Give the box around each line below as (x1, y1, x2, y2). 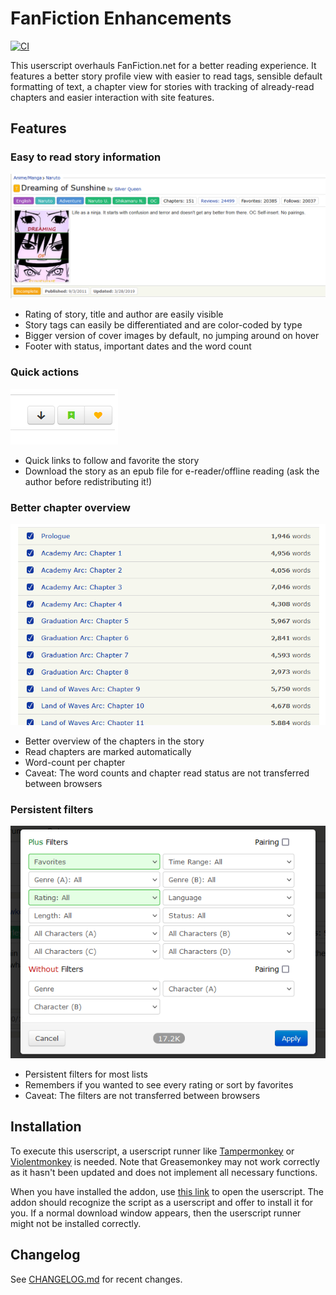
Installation (10, 1118, 82, 1136)
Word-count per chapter (24, 756, 126, 768)
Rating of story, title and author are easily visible (24, 308, 224, 321)
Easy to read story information (10, 150, 162, 164)
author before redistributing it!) (24, 475, 153, 487)
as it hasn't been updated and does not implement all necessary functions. (10, 1166, 318, 1178)
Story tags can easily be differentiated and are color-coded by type (24, 319, 303, 331)
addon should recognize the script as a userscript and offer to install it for (10, 1196, 314, 1208)
